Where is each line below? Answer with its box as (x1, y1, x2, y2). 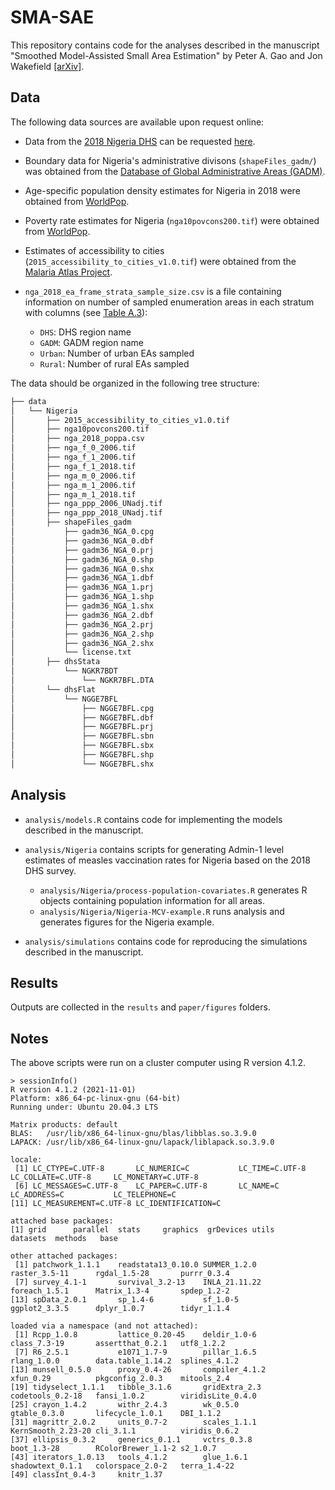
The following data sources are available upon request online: (10, 116, 265, 128)
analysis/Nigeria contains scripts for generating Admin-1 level (24, 843, 285, 855)
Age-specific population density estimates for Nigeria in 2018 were (24, 184, 301, 196)
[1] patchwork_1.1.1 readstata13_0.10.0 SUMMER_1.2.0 (14, 1260, 257, 1270)
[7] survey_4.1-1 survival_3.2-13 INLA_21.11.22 (14, 1277, 262, 1288)
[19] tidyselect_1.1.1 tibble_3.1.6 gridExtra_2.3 (10, 1382, 262, 1393)
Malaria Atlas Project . (24, 266, 113, 278)
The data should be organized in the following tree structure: (10, 377, 260, 389)
